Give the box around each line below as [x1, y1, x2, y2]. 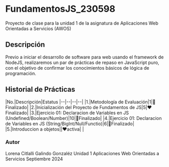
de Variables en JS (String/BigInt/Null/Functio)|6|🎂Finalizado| [5, 120, 135, 127]
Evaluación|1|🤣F [124, 98, 156, 105]
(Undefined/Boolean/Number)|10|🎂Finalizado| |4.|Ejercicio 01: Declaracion [5, 115, 162, 121]
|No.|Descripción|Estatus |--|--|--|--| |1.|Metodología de [5, 98, 124, 105]
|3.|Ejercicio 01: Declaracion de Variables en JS [29, 110, 129, 116]
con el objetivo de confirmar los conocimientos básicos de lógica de [5, 65, 150, 71]
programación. [5, 70, 36, 76]
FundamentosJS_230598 [5, 3, 116, 15]
